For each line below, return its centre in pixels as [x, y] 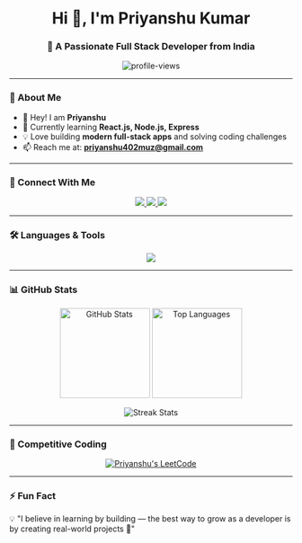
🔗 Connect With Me [53, 182]
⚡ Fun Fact [33, 495]
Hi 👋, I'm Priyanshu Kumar [151, 18]
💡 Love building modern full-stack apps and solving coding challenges [155, 136]
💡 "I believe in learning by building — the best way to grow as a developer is [150, 519]
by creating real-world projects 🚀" [72, 529]
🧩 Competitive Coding [58, 444]
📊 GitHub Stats [44, 289]
